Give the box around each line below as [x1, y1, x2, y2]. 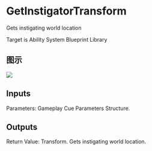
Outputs [6, 122, 38, 132]
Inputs [6, 89, 31, 99]
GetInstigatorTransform [6, 4, 127, 18]
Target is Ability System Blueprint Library [6, 36, 108, 43]
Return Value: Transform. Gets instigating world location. [6, 138, 147, 146]
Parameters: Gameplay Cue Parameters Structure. [6, 104, 130, 112]
